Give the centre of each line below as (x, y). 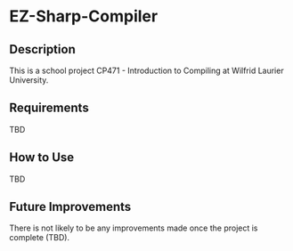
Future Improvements (70, 207)
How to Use (42, 158)
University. (29, 80)
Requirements (49, 108)
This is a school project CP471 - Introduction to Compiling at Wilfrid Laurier (146, 70)
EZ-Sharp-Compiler (84, 16)
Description (42, 49)
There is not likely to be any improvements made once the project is (134, 228)
